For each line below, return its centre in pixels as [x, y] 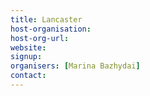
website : [28, 47]
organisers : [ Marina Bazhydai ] [75, 66]
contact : [28, 76]
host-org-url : [40, 38]
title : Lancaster [46, 19]
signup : [26, 57]
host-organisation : [51, 29]
